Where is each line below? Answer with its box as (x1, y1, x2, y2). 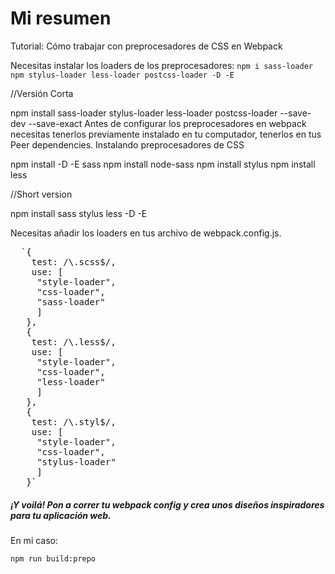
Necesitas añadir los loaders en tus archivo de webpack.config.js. (10, 227, 282, 239)
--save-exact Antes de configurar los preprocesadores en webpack (28, 117, 307, 129)
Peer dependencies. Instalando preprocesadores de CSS (10, 138, 245, 151)
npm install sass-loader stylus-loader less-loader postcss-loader (10, 107, 278, 119)
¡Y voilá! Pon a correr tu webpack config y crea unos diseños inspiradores (10, 498, 325, 511)
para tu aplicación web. (10, 509, 112, 521)
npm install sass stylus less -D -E (10, 207, 148, 219)
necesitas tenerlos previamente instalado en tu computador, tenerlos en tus (10, 128, 322, 140)
